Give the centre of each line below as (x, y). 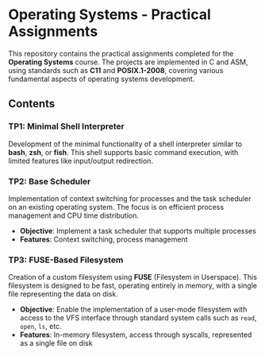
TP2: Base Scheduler (50, 181)
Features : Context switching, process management (104, 239)
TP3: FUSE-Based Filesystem (66, 260)
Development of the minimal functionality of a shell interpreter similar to (125, 144)
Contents (32, 104)
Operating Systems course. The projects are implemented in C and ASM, (128, 62)
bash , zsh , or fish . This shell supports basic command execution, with (123, 152)
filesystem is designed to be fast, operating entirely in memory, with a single (133, 286)
